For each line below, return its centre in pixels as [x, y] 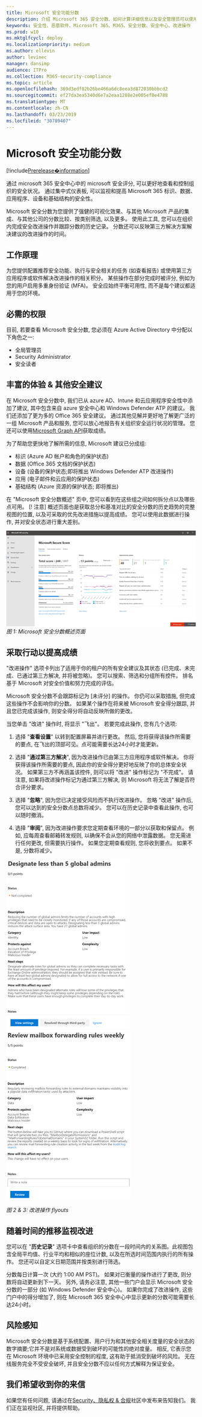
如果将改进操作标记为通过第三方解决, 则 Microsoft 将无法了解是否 [109, 780]
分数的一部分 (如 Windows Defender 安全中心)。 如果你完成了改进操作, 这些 [100, 1289]
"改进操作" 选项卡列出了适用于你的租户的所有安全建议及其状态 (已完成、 [96, 668]
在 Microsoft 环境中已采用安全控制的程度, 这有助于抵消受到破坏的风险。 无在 [101, 1356]
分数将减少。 [39, 851]
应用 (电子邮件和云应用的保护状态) [57, 479]
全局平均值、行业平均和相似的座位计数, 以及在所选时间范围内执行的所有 [99, 1254]
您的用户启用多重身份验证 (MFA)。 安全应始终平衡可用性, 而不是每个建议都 [98, 286]
